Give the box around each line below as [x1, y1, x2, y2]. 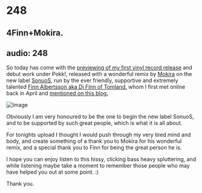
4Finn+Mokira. [6, 28, 63, 38]
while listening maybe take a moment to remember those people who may [6, 162, 190, 169]
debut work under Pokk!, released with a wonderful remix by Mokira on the [6, 71, 192, 78]
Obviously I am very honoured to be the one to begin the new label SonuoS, [6, 113, 194, 121]
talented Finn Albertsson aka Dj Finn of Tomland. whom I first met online [6, 83, 186, 90]
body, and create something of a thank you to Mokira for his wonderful [6, 138, 182, 145]
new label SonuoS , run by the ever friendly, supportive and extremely [6, 77, 178, 84]
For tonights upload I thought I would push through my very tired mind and [6, 131, 191, 139]
